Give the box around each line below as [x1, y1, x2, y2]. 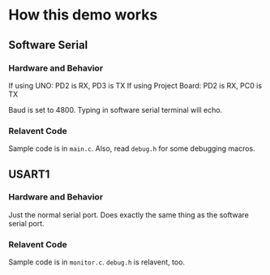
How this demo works [8, 6, 158, 24]
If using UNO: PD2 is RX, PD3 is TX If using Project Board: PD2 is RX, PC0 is [8, 80, 262, 90]
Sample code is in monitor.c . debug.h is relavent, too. [8, 257, 185, 267]
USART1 [8, 167, 50, 181]
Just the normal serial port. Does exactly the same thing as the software [8, 209, 250, 220]
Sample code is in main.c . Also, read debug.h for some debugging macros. [8, 144, 255, 153]
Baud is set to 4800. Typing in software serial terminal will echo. [8, 105, 223, 114]
